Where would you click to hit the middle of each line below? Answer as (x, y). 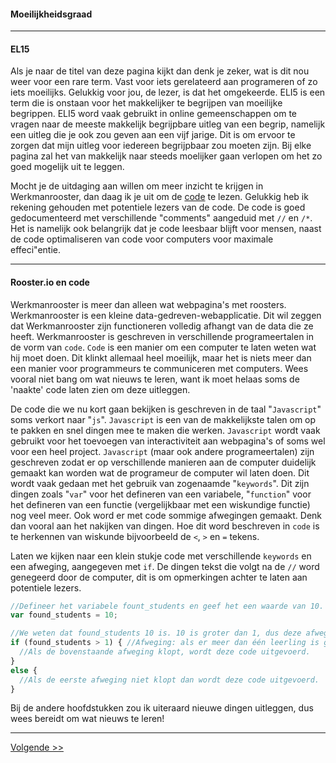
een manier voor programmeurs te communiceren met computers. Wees (159, 368)
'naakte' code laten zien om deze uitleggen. (100, 389)
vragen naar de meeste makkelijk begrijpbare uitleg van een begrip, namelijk (168, 124)
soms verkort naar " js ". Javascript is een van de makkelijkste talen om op (163, 419)
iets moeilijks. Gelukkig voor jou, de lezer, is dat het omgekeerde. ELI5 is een (168, 92)
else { (24, 670)
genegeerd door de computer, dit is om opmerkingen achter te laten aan (159, 577)
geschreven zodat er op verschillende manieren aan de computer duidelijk (163, 462)
